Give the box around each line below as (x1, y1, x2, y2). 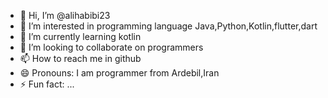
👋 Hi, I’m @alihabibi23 (19, 10, 111, 21)
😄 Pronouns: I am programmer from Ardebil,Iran (19, 67, 220, 79)
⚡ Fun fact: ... (19, 78, 75, 90)
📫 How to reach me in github (19, 53, 142, 64)
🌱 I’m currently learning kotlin (19, 31, 142, 42)
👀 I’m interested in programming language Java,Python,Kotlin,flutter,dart (19, 20, 318, 32)
